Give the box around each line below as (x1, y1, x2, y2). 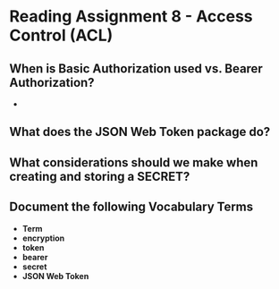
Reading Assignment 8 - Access (9, 6, 253, 27)
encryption (21, 233, 65, 243)
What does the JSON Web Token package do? (9, 124, 271, 140)
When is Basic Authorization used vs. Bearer (9, 61, 264, 76)
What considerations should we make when (9, 155, 258, 170)
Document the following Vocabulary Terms (9, 200, 254, 215)
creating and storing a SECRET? (9, 168, 190, 184)
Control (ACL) (9, 25, 114, 46)
